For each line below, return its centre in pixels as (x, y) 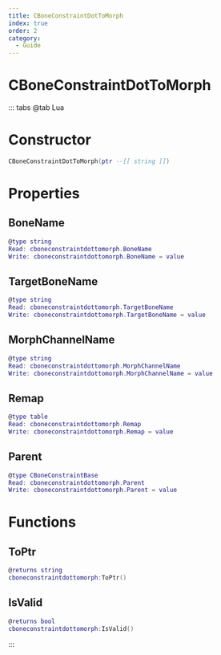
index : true (28, 23)
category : (25, 38)
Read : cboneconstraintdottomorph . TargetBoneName (91, 307)
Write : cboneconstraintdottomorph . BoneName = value (96, 256)
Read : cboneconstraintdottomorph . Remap (75, 425)
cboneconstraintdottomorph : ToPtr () (68, 578)
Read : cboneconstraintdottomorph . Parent (77, 482)
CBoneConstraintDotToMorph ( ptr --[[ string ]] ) (89, 161)
